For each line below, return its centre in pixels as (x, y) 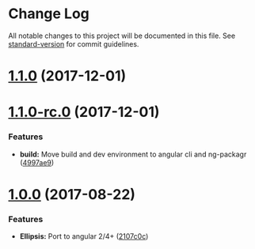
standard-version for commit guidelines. (74, 43)
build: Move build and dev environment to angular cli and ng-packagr (133, 154)
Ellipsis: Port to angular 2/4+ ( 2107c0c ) (84, 236)
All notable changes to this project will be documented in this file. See (122, 36)
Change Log (49, 14)
